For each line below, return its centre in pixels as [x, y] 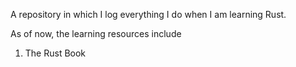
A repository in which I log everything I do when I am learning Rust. [148, 14]
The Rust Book [55, 53]
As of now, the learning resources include [96, 33]
